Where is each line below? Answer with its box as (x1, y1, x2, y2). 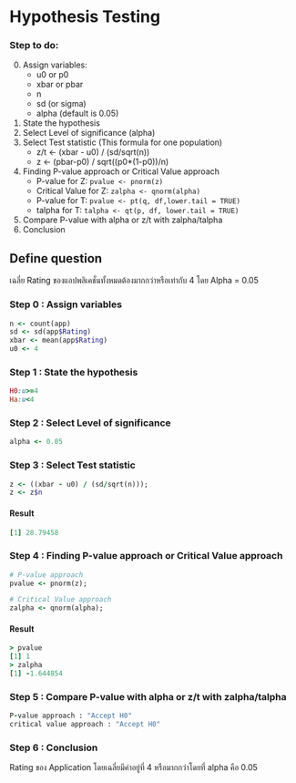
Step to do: (9, 39, 59, 52)
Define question (9, 251, 103, 266)
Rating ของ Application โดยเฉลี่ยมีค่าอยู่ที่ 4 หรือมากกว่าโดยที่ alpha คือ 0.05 (9, 762, 258, 773)
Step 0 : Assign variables (9, 298, 123, 311)
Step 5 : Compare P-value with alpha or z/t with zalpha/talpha (9, 690, 287, 703)
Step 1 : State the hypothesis (9, 366, 138, 379)
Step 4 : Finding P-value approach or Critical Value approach (9, 550, 283, 562)
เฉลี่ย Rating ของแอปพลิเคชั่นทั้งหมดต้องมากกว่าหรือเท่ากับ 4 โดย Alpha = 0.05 (9, 275, 260, 286)
